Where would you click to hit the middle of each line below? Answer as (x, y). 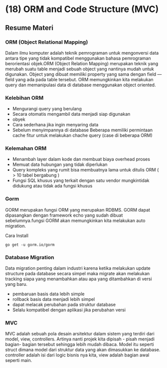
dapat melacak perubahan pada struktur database (64, 305)
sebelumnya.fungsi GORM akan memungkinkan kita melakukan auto (75, 220)
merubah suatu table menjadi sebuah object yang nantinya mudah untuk (79, 69)
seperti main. (19, 360)
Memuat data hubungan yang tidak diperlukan (60, 164)
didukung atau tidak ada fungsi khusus (52, 186)
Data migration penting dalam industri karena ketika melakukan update (78, 268)
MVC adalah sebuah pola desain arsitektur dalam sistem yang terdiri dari (80, 334)
